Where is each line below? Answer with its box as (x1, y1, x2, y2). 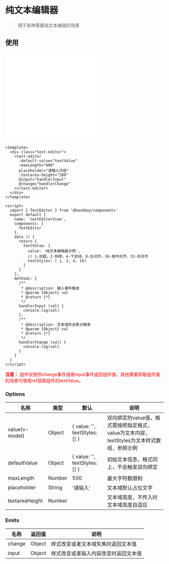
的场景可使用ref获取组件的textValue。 (5, 377, 83, 384)
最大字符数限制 (107, 475, 143, 482)
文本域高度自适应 (107, 501, 148, 508)
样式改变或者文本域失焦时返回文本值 (51, 541, 137, 548)
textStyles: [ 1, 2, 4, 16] (27, 258, 87, 263)
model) (8, 432, 25, 439)
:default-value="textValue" (18, 158, 78, 163)
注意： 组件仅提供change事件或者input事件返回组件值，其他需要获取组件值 (5, 371, 160, 377)
